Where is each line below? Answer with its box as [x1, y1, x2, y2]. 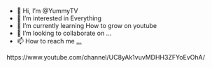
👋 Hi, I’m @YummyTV [16, 7, 78, 15]
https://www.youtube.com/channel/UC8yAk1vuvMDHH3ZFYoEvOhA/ [6, 53, 206, 61]
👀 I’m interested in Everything [16, 14, 102, 22]
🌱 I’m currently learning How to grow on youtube [16, 22, 157, 29]
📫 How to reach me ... [16, 37, 82, 45]
